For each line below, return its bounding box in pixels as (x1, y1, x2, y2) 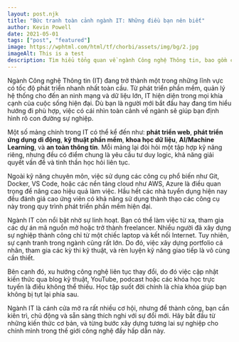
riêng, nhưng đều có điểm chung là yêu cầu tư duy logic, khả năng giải (7, 150, 215, 159)
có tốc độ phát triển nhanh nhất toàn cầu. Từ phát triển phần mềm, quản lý (7, 83, 225, 92)
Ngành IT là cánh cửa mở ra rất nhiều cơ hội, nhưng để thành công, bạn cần (7, 304, 230, 312)
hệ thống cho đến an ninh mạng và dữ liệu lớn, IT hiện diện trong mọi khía (7, 91, 223, 100)
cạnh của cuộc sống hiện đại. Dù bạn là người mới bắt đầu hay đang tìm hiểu (7, 99, 232, 107)
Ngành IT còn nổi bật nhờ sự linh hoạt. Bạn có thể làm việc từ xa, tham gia (7, 215, 224, 224)
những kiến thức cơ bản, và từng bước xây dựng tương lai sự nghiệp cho (7, 319, 219, 327)
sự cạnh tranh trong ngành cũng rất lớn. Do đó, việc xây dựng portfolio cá (7, 238, 223, 247)
